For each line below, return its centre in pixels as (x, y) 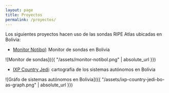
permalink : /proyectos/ (31, 20)
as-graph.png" (21, 85)
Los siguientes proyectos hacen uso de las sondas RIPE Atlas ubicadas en (84, 34)
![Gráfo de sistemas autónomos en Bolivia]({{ (53, 80)
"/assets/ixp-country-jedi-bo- (133, 80)
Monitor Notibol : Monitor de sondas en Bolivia (61, 50)
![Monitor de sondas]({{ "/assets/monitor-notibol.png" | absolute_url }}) (81, 60)
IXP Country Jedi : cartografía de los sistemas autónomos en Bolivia (84, 69)
